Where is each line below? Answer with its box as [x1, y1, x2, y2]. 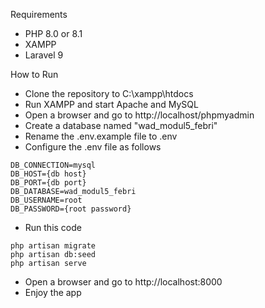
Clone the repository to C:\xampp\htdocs [24, 88, 194, 99]
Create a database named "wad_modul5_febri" [24, 120, 218, 131]
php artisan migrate [10, 241, 97, 251]
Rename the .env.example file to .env [24, 130, 178, 142]
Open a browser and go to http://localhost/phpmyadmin [24, 109, 255, 121]
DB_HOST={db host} [10, 169, 87, 179]
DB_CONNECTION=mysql [10, 160, 97, 170]
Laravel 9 [24, 49, 64, 61]
